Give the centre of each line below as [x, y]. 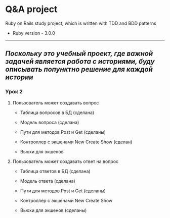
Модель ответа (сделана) [48, 181]
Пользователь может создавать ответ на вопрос [66, 161]
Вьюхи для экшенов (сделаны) [53, 210]
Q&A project [31, 9]
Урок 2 [14, 92]
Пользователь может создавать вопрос [56, 102]
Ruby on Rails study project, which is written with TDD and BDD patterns [81, 23]
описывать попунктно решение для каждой [79, 69]
